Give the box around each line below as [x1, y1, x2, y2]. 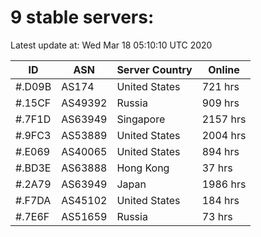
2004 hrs [201, 128, 247, 142]
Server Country [116, 62, 193, 76]
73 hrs [201, 209, 233, 223]
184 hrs [201, 193, 240, 207]
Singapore [116, 112, 166, 126]
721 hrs [201, 79, 240, 93]
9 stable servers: [10, 6, 155, 29]
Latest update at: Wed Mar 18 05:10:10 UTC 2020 [10, 39, 213, 51]
